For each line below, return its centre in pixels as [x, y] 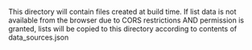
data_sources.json [39, 37]
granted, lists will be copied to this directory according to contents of [123, 29]
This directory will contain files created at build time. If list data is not [122, 12]
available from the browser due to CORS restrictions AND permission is [126, 20]
